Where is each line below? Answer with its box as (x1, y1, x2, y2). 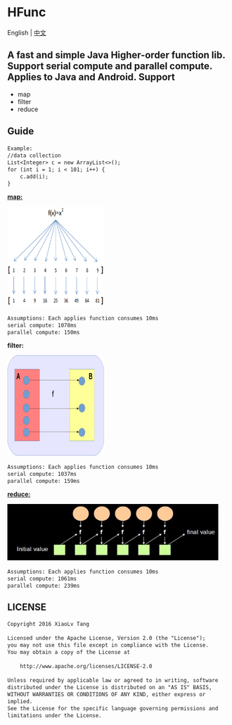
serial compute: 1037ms (7, 470, 77, 477)
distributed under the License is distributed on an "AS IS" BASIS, (7, 684, 212, 691)
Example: (7, 145, 33, 152)
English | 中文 (7, 28, 47, 37)
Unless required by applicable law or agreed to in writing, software (7, 677, 219, 684)
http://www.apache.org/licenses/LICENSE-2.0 (20, 663, 153, 670)
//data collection (7, 152, 61, 159)
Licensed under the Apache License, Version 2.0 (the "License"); (7, 635, 206, 642)
